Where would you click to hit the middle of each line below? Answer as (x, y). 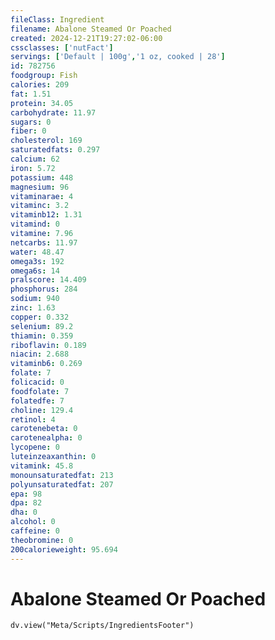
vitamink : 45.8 (42, 466)
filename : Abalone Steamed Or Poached (91, 29)
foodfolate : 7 (40, 391)
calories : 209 (40, 85)
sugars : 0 (31, 122)
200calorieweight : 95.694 (64, 549)
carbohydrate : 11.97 (53, 112)
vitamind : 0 (35, 224)
